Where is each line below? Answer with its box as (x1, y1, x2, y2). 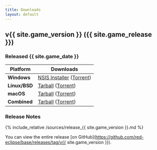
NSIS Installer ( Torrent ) (38, 74, 92, 81)
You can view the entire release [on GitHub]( (5, 134, 96, 140)
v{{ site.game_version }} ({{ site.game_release (5, 30, 152, 39)
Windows (7, 74, 31, 81)
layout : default (5, 12, 39, 17)
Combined (7, 98, 33, 105)
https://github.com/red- (95, 134, 144, 140)
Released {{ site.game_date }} (5, 53, 79, 60)
